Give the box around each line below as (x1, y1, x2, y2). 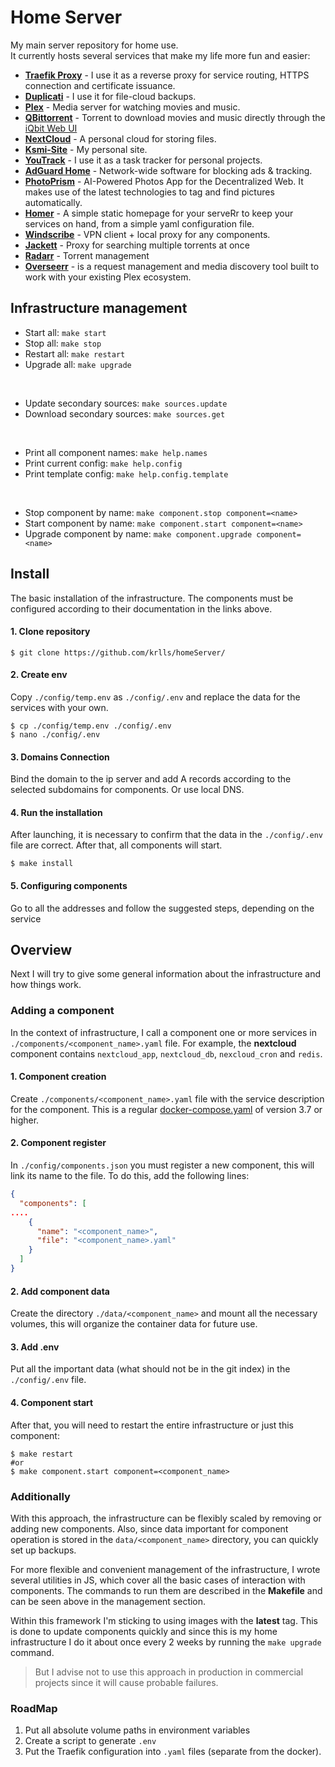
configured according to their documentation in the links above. (10, 602, 273, 615)
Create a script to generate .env (24, 1735, 157, 1747)
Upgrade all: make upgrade (24, 358, 132, 370)
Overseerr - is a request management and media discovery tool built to (24, 260, 320, 272)
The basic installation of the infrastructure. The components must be (10, 592, 294, 604)
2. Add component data (10, 1285, 110, 1297)
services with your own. (10, 701, 109, 713)
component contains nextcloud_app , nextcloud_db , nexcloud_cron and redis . (10, 1047, 323, 1060)
